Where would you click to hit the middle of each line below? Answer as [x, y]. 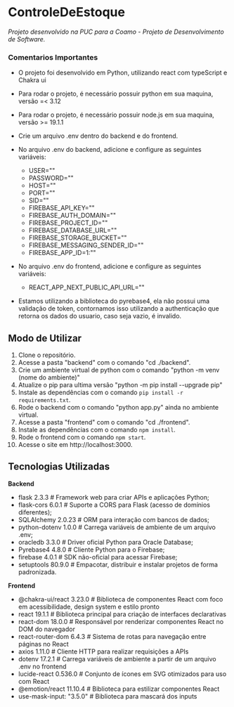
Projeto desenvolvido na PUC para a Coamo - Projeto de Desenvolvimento [116, 32]
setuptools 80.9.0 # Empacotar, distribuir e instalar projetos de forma [118, 564]
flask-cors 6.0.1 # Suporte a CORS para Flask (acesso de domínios [114, 505]
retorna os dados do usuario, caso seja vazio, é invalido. [100, 316]
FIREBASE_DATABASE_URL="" [73, 231]
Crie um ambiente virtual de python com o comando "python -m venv [119, 370]
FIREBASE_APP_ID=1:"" [62, 253]
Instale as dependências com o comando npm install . [97, 430]
